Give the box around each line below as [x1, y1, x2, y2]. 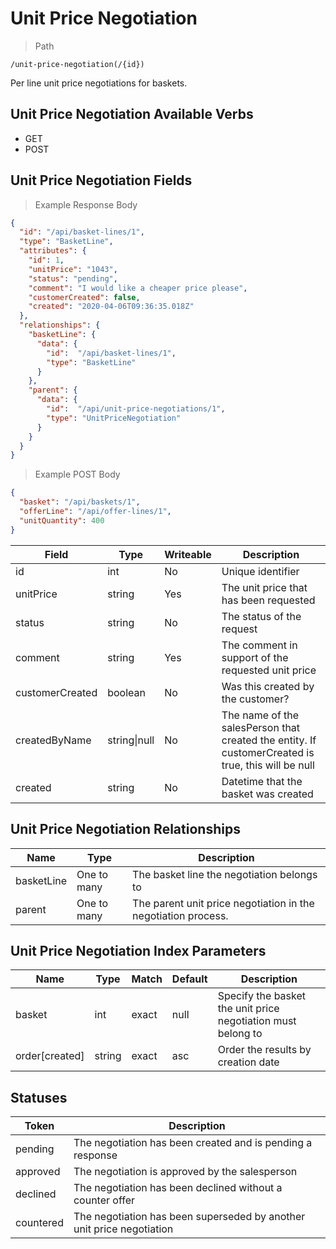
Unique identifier [221, 564, 300, 578]
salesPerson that [221, 720, 301, 734]
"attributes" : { [19, 246, 87, 256]
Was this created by [221, 679, 315, 693]
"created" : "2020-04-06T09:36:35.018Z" [28, 302, 195, 312]
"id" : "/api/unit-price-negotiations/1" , [46, 404, 226, 414]
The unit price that [221, 580, 308, 594]
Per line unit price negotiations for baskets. [10, 77, 188, 89]
